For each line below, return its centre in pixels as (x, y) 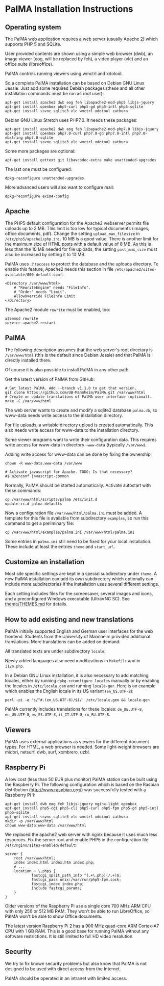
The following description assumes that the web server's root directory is (79, 350)
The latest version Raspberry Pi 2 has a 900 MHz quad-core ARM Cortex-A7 (82, 926)
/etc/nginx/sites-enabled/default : (41, 845)
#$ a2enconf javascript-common (37, 476)
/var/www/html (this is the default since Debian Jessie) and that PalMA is (78, 355)
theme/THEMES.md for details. (36, 604)
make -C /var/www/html (28, 401)
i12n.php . (15, 666)
